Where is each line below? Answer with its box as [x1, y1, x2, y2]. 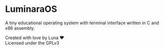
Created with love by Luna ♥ [5, 35, 64, 41]
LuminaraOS [5, 3, 57, 15]
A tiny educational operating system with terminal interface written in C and [5, 20, 160, 26]
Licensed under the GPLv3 [5, 40, 59, 46]
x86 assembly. [5, 25, 35, 31]
